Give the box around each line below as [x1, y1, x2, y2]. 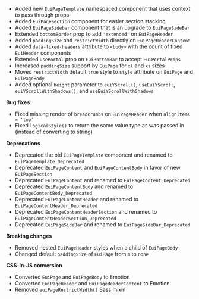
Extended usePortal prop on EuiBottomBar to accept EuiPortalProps [14, 56, 181, 63]
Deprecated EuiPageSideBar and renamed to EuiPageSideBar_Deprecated [14, 221, 191, 228]
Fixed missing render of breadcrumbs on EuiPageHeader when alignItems [14, 110, 191, 117]
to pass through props [14, 11, 70, 18]
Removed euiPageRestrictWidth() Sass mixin [14, 286, 126, 293]
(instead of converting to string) [14, 128, 93, 135]
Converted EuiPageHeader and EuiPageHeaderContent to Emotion [14, 280, 170, 286]
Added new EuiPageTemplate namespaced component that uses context [14, 5, 191, 12]
